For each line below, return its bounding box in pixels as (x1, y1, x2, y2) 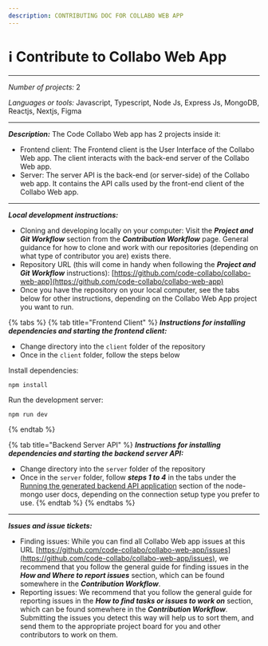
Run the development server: (8, 395, 104, 405)
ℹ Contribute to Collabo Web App (8, 47, 227, 66)
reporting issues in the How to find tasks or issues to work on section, (19, 596, 254, 605)
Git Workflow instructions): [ (19, 268, 115, 277)
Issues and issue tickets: (8, 520, 93, 530)
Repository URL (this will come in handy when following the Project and (19, 259, 257, 269)
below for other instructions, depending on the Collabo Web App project (19, 293, 258, 303)
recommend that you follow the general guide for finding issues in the (19, 561, 249, 572)
